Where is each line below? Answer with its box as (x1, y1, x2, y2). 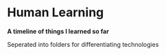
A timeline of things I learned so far (7, 27, 110, 35)
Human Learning (7, 5, 104, 20)
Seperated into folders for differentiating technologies (7, 40, 159, 48)
